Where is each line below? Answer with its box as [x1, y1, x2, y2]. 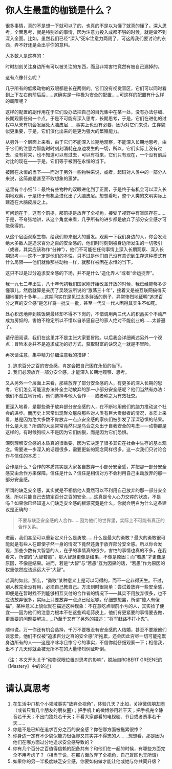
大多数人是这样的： [5, 52, 46, 59]
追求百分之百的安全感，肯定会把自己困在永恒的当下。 [12, 363, 125, 369]
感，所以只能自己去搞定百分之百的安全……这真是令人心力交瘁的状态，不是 [5, 493, 161, 500]
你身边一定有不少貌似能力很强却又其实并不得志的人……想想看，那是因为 [12, 732, 164, 739]
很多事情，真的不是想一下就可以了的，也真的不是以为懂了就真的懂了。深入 [5, 22, 162, 29]
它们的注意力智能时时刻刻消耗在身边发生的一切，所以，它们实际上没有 [9, 145, 158, 151]
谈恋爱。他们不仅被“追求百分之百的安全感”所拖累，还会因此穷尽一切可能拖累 [5, 632, 166, 639]
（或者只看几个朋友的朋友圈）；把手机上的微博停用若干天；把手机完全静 [12, 707, 163, 713]
